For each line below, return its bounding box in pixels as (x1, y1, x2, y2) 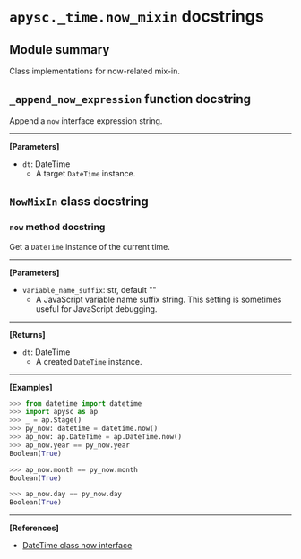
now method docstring (9, 221, 106, 234)
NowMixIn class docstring (9, 194, 150, 210)
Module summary (9, 42, 110, 57)
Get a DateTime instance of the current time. (9, 241, 170, 252)
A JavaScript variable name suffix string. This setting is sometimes (35, 294, 282, 305)
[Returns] (9, 329, 47, 340)
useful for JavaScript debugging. (35, 303, 158, 314)
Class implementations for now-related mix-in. (9, 65, 181, 76)
